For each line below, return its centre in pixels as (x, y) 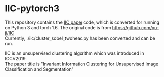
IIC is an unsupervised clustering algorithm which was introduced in (75, 53)
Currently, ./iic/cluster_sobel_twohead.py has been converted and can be (80, 38)
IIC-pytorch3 (32, 9)
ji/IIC (10, 33)
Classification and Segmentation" (39, 69)
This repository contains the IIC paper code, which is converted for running (82, 22)
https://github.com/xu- (135, 27)
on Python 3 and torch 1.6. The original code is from (58, 27)
